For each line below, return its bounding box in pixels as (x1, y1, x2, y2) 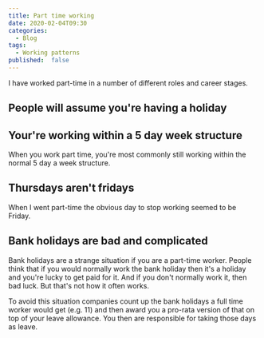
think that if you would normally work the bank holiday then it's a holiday (8, 264, 246, 273)
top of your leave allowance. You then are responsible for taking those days (8, 313, 257, 323)
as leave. (8, 321, 38, 332)
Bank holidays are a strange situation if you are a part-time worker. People (8, 255, 252, 264)
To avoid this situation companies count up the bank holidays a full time (8, 296, 243, 306)
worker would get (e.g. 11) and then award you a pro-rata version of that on (8, 304, 255, 314)
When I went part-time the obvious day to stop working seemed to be (8, 202, 237, 212)
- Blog (15, 34, 37, 42)
